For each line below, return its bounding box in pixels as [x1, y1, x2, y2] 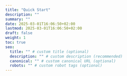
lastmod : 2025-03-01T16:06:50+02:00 [5, 26, 82, 31]
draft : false [5, 30, 33, 35]
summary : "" [5, 16, 30, 21]
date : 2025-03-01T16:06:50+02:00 [5, 21, 76, 26]
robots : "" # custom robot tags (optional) [10, 63, 102, 68]
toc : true [5, 40, 26, 45]
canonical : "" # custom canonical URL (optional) [10, 58, 116, 63]
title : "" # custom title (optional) [10, 49, 89, 54]
